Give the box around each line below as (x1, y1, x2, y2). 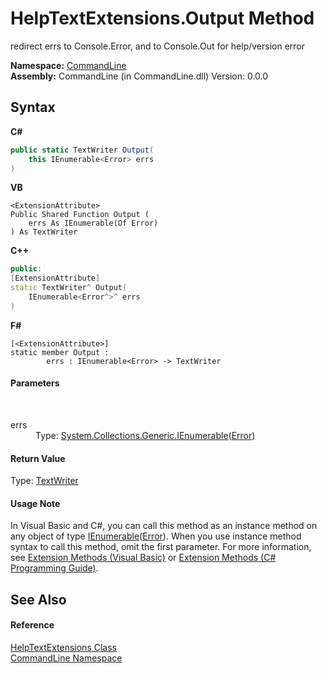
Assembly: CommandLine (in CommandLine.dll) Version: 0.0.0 (10, 70, 269, 82)
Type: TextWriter (10, 475, 79, 487)
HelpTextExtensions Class (10, 641, 117, 653)
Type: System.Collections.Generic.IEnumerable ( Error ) (35, 429, 256, 441)
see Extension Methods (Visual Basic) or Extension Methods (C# (10, 552, 277, 564)
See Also (10, 591, 67, 608)
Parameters (10, 377, 60, 389)
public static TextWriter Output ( (10, 145, 155, 155)
